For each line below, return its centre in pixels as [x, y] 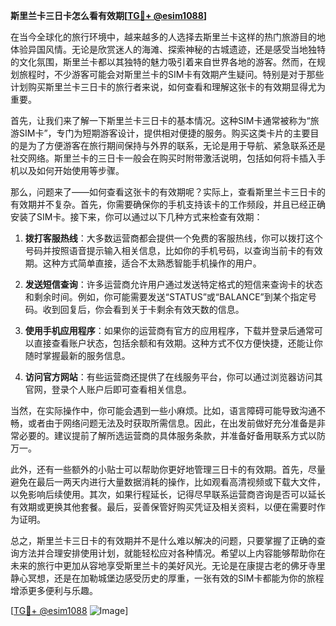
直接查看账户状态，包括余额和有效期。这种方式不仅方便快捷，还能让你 [178, 343]
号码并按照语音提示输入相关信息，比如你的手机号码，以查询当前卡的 [165, 250]
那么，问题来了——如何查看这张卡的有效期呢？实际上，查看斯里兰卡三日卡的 [168, 192]
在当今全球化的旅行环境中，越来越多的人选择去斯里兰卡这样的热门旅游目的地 [168, 37]
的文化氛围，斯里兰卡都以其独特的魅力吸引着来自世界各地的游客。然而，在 [163, 62]
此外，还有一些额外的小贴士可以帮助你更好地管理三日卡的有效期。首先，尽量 [168, 469]
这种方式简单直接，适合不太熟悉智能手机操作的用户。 [152, 263]
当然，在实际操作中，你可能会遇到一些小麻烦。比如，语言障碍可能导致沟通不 [168, 410]
